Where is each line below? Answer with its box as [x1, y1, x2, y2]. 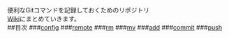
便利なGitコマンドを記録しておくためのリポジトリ [7, 6, 150, 14]
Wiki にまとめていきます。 [7, 15, 80, 23]
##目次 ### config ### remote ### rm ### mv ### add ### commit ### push [7, 23, 222, 31]
